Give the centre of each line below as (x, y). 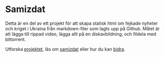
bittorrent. (16, 39)
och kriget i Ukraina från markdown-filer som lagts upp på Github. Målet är (82, 28)
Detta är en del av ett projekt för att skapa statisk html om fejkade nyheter (81, 23)
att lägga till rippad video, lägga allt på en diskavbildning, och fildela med (81, 34)
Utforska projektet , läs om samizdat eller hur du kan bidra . (65, 49)
